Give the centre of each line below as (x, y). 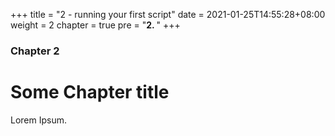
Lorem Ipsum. (39, 120)
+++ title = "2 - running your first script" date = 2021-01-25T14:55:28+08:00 (168, 14)
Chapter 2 (35, 51)
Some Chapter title (90, 92)
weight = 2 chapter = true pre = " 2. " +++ (95, 25)
